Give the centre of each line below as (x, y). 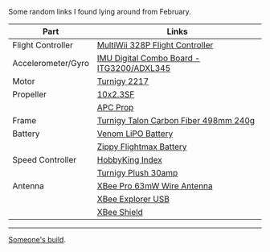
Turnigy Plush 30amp (137, 173)
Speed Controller (45, 160)
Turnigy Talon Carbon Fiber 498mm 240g (176, 120)
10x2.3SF (116, 94)
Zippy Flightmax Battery (142, 147)
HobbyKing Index (130, 160)
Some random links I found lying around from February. (100, 12)
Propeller (29, 94)
